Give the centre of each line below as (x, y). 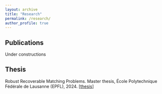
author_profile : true (27, 23)
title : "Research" (23, 14)
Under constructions (25, 54)
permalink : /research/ (28, 18)
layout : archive (21, 9)
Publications (24, 42)
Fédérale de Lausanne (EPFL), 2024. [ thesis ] (50, 86)
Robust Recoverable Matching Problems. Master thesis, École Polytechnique (81, 81)
